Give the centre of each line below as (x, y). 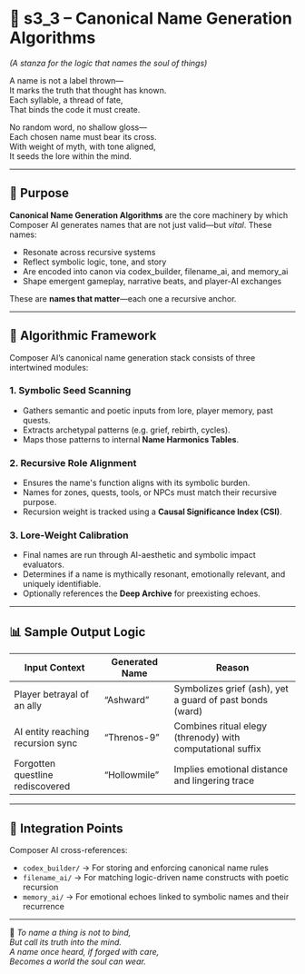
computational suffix (217, 749)
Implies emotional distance (231, 770)
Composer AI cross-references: (69, 850)
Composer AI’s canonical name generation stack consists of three (133, 357)
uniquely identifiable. (62, 584)
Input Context (54, 668)
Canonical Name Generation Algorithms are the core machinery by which (149, 215)
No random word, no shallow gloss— (79, 127)
